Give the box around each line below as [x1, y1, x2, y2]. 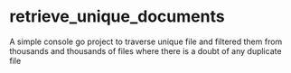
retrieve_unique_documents [9, 6, 225, 27]
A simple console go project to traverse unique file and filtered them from [9, 36, 283, 47]
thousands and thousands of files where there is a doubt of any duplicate [9, 45, 282, 56]
